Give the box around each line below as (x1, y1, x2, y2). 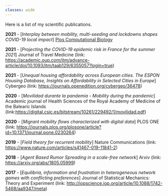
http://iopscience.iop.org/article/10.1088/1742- (66, 180, 163, 186)
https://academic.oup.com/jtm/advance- (5, 57, 90, 63)
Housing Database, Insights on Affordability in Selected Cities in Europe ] (5, 77, 156, 83)
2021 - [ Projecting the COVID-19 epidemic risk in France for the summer (5, 46, 155, 52)
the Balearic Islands (5, 103, 46, 109)
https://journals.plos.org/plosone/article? (16, 124, 102, 130)
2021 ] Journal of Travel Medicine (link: (5, 52, 85, 58)
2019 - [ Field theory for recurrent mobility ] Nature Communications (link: (5, 139, 156, 145)
